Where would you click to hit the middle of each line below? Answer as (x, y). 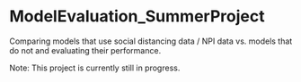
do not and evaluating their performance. (85, 50)
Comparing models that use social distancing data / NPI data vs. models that (151, 41)
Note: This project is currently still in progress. (95, 68)
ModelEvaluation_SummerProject (137, 16)
